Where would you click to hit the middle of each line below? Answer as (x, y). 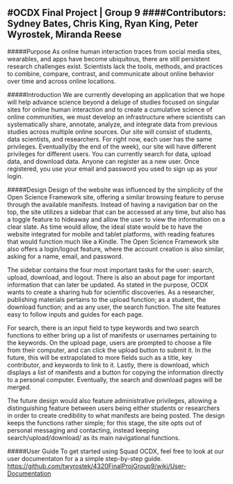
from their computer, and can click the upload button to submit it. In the (109, 350)
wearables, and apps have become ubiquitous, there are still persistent (109, 59)
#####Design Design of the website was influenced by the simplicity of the (115, 190)
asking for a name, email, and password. (65, 256)
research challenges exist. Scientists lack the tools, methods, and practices (115, 66)
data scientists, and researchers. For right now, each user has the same (110, 139)
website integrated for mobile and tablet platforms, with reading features (111, 234)
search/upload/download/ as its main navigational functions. (94, 437)
